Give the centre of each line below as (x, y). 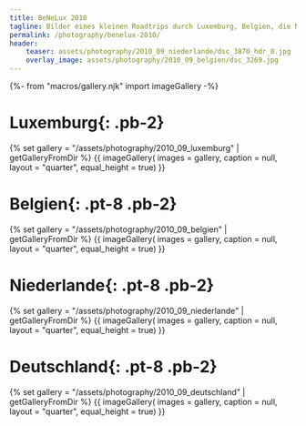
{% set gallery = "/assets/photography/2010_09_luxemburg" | (124, 147)
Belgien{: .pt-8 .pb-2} (93, 204)
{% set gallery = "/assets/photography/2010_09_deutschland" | (127, 391)
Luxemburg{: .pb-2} (87, 123)
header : (24, 43)
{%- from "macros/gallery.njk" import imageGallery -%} (114, 86)
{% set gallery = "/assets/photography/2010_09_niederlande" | (127, 310)
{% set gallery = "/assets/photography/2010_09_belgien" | (118, 229)
